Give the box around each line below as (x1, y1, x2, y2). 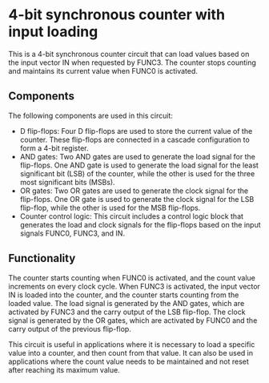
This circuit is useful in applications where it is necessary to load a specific (8, 339, 255, 349)
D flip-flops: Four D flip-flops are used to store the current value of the (19, 126, 253, 135)
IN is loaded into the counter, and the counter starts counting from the (8, 290, 239, 300)
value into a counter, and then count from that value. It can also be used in (8, 348, 254, 357)
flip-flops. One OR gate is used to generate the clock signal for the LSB (19, 194, 255, 204)
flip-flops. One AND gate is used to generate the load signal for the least (19, 160, 259, 170)
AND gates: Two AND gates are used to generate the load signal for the (19, 151, 256, 161)
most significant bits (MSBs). (19, 177, 115, 187)
